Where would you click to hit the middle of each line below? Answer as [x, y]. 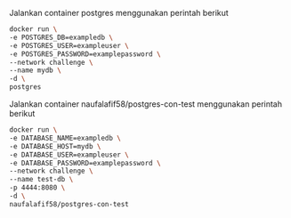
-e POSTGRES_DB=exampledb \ [61, 37]
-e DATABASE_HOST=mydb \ [55, 146]
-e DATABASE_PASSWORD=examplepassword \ [85, 163]
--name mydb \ [36, 70]
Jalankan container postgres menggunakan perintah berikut [119, 13]
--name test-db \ [41, 180]
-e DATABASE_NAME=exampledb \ [65, 138]
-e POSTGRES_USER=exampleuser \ [69, 45]
